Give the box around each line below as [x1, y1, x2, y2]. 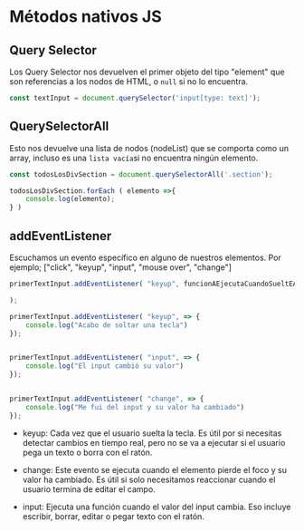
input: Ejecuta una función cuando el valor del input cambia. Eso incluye [22, 501, 291, 512]
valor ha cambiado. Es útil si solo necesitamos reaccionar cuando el [22, 474, 276, 485]
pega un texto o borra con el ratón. [22, 447, 153, 458]
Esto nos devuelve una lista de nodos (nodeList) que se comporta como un [9, 142, 290, 153]
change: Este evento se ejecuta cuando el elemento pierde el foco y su [22, 464, 288, 475]
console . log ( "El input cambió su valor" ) [25, 362, 184, 371]
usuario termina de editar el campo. [22, 483, 156, 495]
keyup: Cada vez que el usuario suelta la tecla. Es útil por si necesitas [22, 428, 282, 439]
